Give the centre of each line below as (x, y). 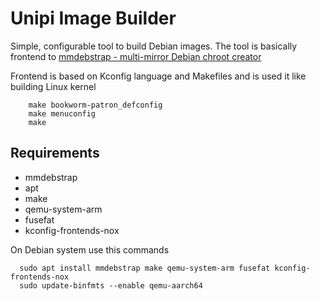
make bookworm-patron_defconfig (95, 105)
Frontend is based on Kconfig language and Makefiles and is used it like (158, 76)
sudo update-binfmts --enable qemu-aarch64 (111, 285)
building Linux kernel (53, 86)
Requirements (55, 153)
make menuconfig (62, 113)
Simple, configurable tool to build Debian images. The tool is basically (154, 46)
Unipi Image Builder (93, 18)
